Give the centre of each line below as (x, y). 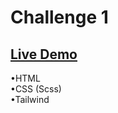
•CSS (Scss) (36, 89)
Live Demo (44, 54)
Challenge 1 (59, 17)
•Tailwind (30, 99)
